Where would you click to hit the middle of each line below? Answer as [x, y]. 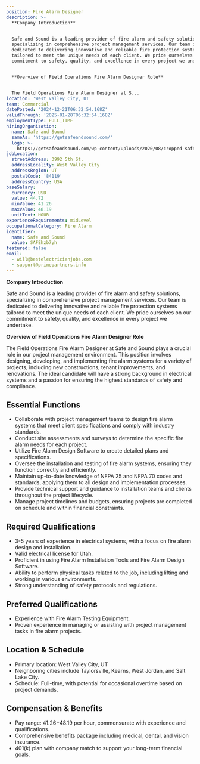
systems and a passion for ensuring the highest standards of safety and [94, 380]
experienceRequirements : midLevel [49, 220]
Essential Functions [43, 405]
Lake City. [27, 677]
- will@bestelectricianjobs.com [52, 259]
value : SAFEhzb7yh [35, 243]
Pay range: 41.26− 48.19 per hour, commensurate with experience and [100, 723]
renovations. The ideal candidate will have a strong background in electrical [99, 373]
